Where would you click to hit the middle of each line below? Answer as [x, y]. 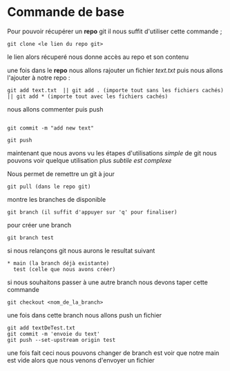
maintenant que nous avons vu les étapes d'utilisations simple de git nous [112, 153]
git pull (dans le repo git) [49, 187]
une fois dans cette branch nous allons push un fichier [85, 315]
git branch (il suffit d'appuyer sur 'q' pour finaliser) [92, 212]
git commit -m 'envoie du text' [54, 334]
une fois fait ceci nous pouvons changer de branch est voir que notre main [113, 353]
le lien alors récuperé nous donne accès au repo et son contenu [98, 57]
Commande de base [66, 12]
